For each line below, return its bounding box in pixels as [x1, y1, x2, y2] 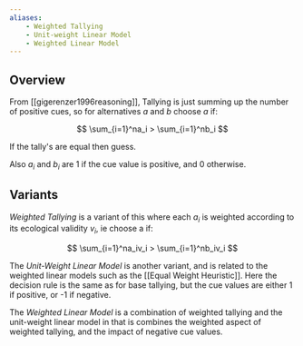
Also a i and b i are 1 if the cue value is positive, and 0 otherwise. [9, 159, 247, 172]
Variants [9, 187, 59, 203]
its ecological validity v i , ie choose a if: [9, 223, 154, 236]
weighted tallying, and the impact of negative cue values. [9, 326, 223, 337]
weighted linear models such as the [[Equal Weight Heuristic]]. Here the [9, 270, 278, 282]
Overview [9, 72, 66, 87]
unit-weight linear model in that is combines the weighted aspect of [9, 317, 261, 328]
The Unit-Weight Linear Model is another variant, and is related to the [9, 261, 269, 272]
